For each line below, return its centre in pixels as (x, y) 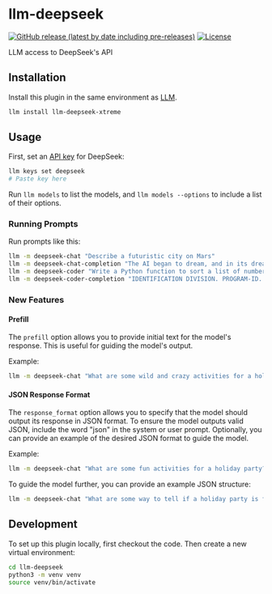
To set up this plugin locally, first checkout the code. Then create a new (127, 544)
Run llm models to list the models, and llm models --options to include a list (135, 194)
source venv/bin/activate (52, 582)
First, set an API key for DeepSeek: (66, 157)
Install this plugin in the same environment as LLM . (93, 97)
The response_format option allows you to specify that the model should (128, 413)
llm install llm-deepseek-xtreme (65, 112)
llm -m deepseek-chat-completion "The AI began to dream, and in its (128, 264)
